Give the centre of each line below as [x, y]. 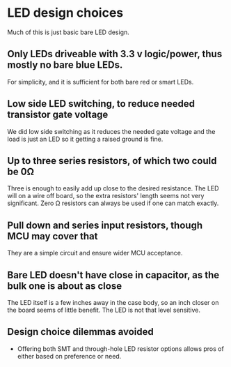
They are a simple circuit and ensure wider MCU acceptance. [95, 253]
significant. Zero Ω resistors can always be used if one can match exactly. [113, 203]
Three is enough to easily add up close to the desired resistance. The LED [113, 188]
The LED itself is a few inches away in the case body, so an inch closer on [113, 302]
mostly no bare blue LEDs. [65, 65]
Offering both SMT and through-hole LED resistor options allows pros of [120, 349]
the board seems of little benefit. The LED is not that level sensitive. [104, 310]
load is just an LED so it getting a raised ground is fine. [85, 139]
